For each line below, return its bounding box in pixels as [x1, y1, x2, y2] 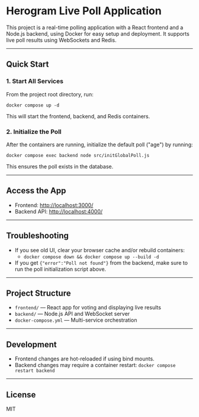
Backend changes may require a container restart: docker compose [14, 362, 176, 369]
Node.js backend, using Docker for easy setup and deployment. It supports [6, 30, 190, 37]
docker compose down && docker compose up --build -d [23, 254, 159, 260]
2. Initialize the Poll [6, 127, 62, 136]
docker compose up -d [6, 102, 60, 108]
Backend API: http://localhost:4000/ [14, 208, 103, 215]
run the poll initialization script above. [14, 265, 107, 272]
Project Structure [6, 288, 71, 298]
